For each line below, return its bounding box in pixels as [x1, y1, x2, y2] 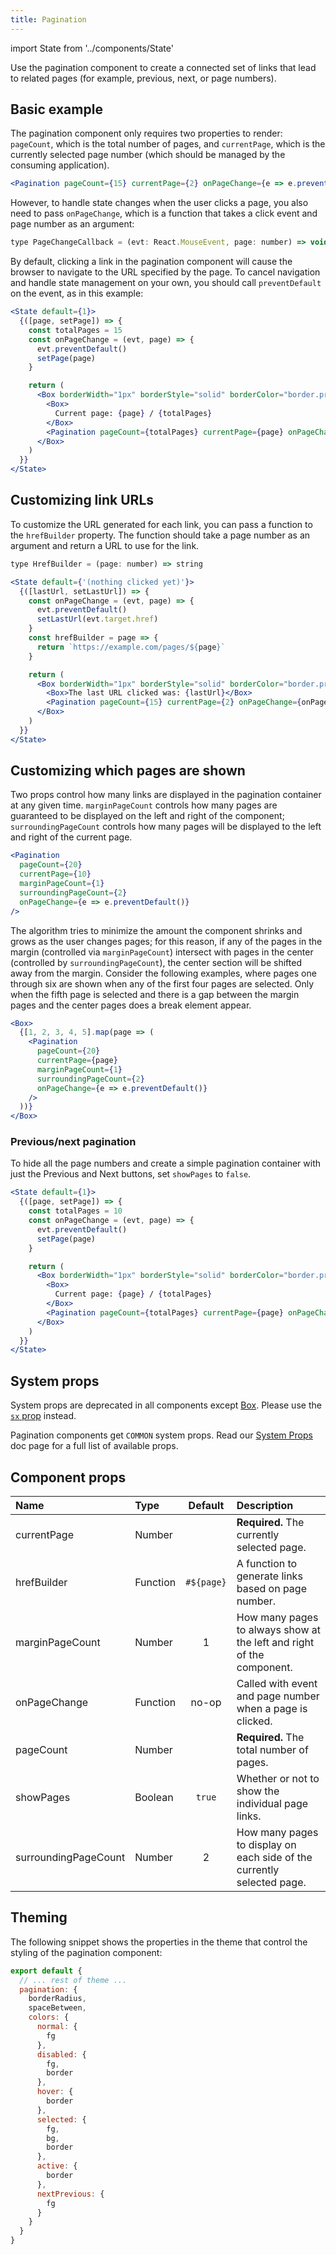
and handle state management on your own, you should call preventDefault [10, 277, 322, 289]
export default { [10, 1966, 83, 1976]
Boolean [134, 1790, 174, 1804]
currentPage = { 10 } [19, 869, 92, 880]
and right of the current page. [10, 831, 133, 843]
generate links [236, 1569, 303, 1583]
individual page [236, 1796, 309, 1810]
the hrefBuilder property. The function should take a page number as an [10, 529, 311, 541]
